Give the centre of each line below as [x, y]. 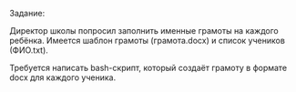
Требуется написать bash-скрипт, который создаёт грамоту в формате [148, 68]
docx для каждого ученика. [63, 77]
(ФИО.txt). [29, 50]
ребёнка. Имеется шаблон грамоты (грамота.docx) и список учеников [147, 41]
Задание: [27, 13]
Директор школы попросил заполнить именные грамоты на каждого [144, 31]
